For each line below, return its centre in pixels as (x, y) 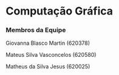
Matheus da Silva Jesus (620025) (48, 67)
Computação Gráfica (59, 11)
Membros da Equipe (36, 30)
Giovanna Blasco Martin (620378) (48, 43)
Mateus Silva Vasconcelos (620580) (51, 55)
